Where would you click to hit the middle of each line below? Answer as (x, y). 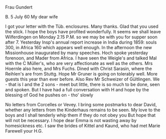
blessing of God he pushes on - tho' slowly (49, 95)
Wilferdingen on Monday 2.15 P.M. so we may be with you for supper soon (82, 37)
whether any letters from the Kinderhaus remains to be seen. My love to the (83, 110)
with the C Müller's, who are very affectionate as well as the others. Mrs (79, 63)
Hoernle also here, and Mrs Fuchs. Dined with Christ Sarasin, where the (79, 69)
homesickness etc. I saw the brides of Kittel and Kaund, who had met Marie (83, 126)
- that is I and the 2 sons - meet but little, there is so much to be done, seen (83, 84)
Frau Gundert (19, 7)
